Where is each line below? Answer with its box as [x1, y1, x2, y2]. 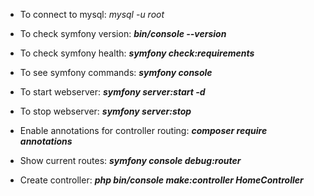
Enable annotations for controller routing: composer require [19, 125, 268, 136]
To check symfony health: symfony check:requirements [19, 47, 255, 59]
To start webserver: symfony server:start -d [19, 86, 206, 98]
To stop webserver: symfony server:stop [19, 105, 192, 117]
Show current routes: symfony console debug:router [19, 155, 242, 166]
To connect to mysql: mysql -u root [19, 9, 165, 20]
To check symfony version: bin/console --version [19, 28, 227, 39]
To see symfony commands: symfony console [19, 67, 213, 78]
